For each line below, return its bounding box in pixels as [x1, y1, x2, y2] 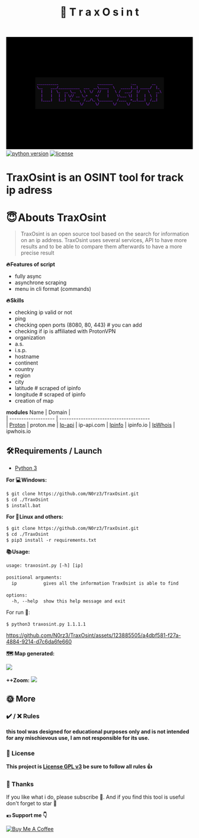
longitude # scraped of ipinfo [14, 391, 86, 398]
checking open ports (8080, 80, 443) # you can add [14, 321, 142, 329]
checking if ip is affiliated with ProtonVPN [14, 328, 116, 335]
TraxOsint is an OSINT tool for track [6, 171, 184, 184]
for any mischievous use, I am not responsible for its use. [6, 734, 150, 741]
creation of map [14, 397, 54, 404]
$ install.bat [6, 503, 41, 509]
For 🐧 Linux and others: [6, 513, 64, 520]
